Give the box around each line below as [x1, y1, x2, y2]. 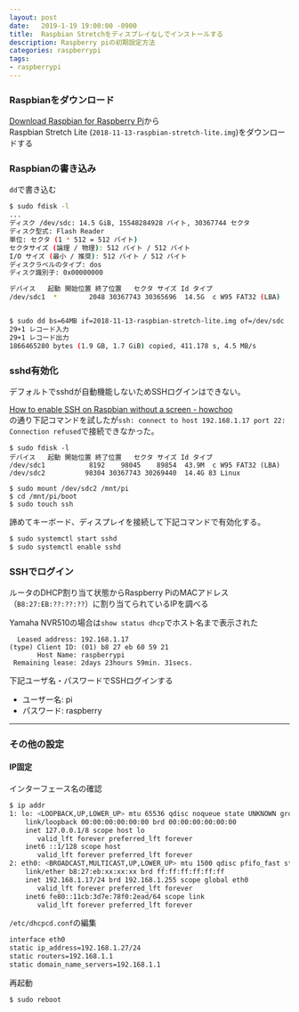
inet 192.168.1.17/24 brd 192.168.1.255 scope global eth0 [25, 875, 249, 885]
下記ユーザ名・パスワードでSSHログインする [9, 674, 174, 686]
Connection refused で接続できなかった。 [9, 425, 159, 437]
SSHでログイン [9, 565, 74, 577]
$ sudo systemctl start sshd [9, 534, 117, 543]
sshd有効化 [9, 364, 59, 377]
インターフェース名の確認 [9, 783, 102, 794]
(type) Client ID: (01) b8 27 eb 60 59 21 [9, 642, 169, 651]
